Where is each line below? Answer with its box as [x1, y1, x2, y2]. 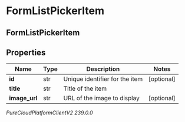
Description [86, 65, 120, 73]
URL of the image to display [63, 94, 140, 103]
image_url [9, 94, 38, 103]
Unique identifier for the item [63, 75, 143, 83]
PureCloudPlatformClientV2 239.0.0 [6, 109, 93, 116]
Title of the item [63, 84, 107, 93]
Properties [6, 47, 46, 57]
